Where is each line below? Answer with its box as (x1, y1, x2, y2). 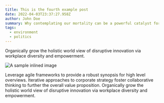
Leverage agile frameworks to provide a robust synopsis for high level (5, 72, 145, 78)
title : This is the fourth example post (5, 7, 89, 12)
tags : (5, 25, 16, 30)
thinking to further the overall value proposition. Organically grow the (5, 82, 144, 88)
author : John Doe (5, 16, 41, 21)
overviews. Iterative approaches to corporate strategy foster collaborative (5, 77, 154, 83)
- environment (9, 30, 38, 35)
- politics (9, 35, 32, 40)
